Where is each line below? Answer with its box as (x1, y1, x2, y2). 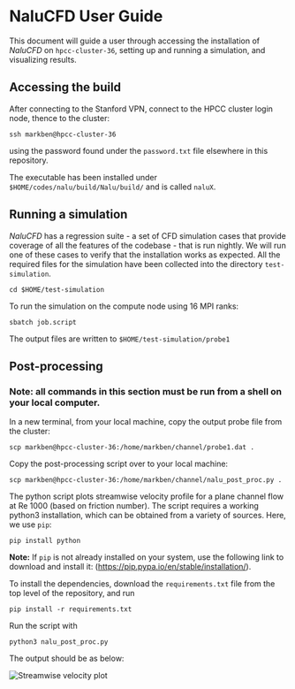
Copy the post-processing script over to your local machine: (9, 458, 228, 470)
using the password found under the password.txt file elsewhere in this (9, 145, 269, 156)
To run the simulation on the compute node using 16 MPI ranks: (9, 301, 239, 311)
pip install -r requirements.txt (9, 605, 132, 614)
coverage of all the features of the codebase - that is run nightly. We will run (9, 240, 287, 250)
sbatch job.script (9, 318, 77, 326)
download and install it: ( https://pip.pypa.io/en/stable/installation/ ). (9, 562, 252, 572)
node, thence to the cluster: (9, 112, 110, 123)
